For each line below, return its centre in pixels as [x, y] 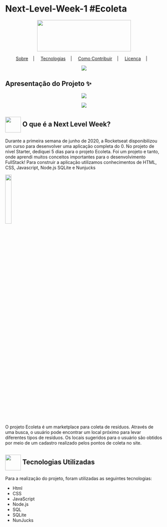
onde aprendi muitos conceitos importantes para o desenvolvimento [75, 157]
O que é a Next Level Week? [66, 124]
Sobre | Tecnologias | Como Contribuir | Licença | [81, 58]
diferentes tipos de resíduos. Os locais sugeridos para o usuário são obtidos [84, 437]
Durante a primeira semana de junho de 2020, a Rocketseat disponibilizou [81, 141]
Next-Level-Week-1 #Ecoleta [66, 9]
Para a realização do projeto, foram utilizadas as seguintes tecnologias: [79, 479]
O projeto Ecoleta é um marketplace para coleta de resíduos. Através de [79, 427]
